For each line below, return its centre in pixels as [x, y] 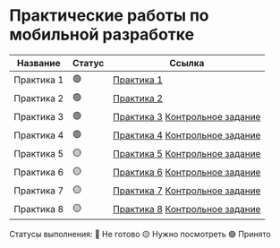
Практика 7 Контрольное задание [187, 191]
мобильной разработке [102, 34]
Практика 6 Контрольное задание [187, 173]
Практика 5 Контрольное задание [187, 154]
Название [38, 63]
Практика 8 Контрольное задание [187, 210]
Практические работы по [109, 16]
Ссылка [187, 63]
